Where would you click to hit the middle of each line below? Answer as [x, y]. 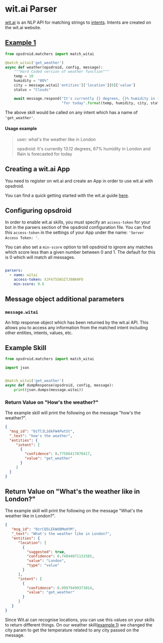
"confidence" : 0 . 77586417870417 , [58, 454]
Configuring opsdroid [38, 210]
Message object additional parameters [65, 299]
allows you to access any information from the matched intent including [76, 327]
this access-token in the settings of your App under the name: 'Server [75, 233]
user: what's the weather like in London [56, 139]
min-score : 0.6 [29, 284]
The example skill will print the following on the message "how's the [73, 413]
